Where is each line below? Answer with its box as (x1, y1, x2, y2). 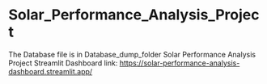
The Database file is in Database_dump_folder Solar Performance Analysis (8, 49, 256, 59)
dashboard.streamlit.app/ (8, 66, 93, 76)
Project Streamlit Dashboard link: (8, 58, 118, 68)
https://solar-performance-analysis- (119, 58, 240, 68)
